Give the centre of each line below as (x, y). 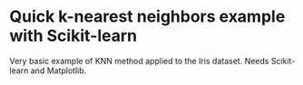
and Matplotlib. (59, 71)
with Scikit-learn (73, 36)
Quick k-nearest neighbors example (147, 17)
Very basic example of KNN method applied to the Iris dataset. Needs (139, 61)
